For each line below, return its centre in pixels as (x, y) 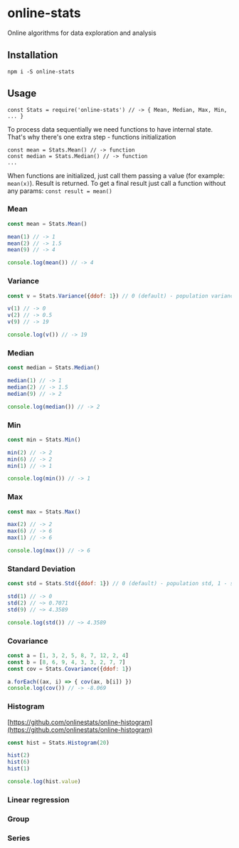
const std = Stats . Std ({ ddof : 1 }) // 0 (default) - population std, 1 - (117, 584)
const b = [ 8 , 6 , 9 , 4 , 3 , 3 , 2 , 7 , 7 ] (67, 662)
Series (19, 838)
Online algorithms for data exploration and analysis (82, 33)
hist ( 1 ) (19, 769)
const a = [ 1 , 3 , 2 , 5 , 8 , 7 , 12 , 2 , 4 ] (68, 655)
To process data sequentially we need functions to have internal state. (110, 129)
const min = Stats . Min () (44, 439)
